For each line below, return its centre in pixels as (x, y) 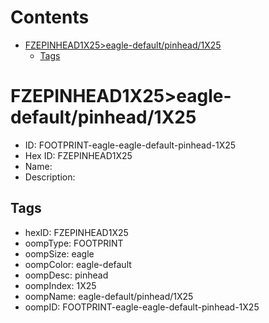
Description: (50, 177)
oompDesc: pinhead (66, 275)
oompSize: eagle (59, 253)
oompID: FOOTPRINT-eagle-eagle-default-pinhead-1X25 (142, 307)
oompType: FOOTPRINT (74, 243)
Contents (50, 17)
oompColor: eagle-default (78, 264)
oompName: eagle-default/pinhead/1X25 (109, 296)
